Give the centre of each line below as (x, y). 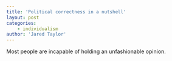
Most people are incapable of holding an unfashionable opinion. (86, 51)
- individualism (38, 29)
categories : (21, 23)
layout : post (23, 18)
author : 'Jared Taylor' (36, 34)
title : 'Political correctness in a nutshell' (66, 12)
